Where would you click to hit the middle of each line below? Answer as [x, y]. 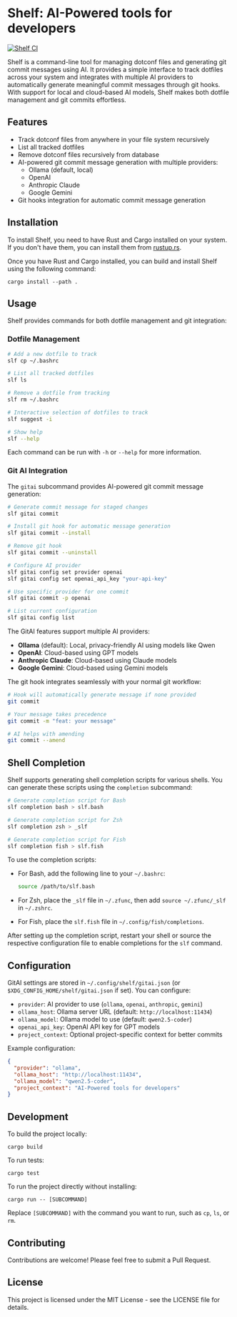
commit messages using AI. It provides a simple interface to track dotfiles [115, 69]
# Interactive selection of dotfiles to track [78, 412]
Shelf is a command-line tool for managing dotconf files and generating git [117, 61]
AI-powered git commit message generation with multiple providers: [118, 162]
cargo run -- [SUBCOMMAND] [47, 1200]
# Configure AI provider [44, 565]
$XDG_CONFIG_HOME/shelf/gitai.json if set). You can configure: [99, 990]
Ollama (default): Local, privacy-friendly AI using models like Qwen [116, 645]
